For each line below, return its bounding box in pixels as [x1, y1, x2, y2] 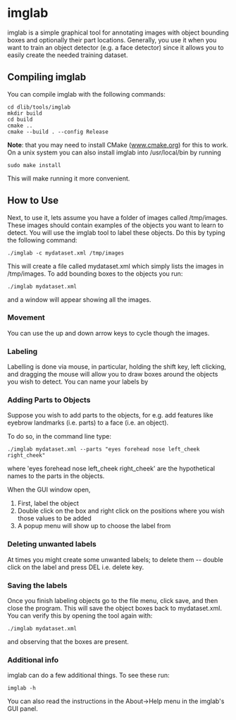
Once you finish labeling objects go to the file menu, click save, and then [7, 597, 218, 605]
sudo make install [7, 161, 61, 169]
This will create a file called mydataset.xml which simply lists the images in [7, 262, 224, 270]
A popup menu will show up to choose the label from [17, 522, 171, 530]
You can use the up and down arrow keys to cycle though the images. [7, 329, 210, 337]
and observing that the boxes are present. [7, 637, 129, 646]
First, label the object [17, 499, 80, 508]
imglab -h [7, 685, 37, 692]
